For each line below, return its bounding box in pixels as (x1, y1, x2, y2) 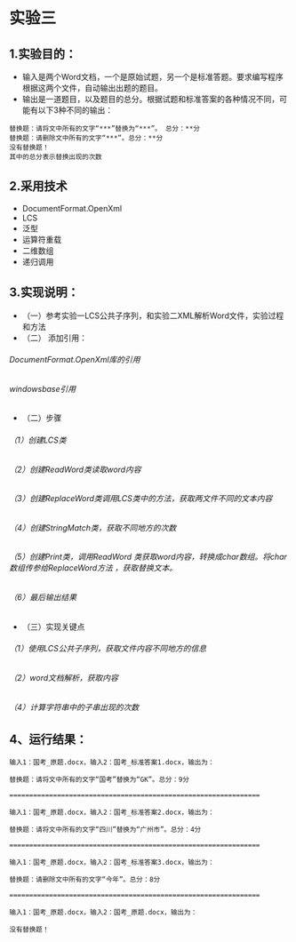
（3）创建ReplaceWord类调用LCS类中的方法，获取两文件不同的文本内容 (9, 493, 273, 504)
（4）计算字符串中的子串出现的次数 (9, 701, 140, 712)
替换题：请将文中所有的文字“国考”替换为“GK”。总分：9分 (9, 775, 189, 784)
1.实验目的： (9, 46, 77, 61)
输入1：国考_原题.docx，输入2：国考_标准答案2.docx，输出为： (9, 808, 215, 817)
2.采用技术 (9, 179, 68, 194)
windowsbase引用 (9, 383, 76, 394)
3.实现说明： (9, 285, 80, 300)
